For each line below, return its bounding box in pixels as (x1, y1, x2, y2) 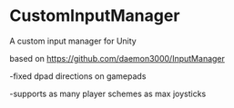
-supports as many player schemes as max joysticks (9, 88, 207, 99)
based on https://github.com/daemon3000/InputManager (9, 53, 226, 64)
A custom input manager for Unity (9, 35, 137, 46)
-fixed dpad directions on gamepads (9, 70, 147, 82)
